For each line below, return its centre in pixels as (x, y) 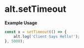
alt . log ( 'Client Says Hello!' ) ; (47, 36)
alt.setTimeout (35, 9)
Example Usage (21, 23)
